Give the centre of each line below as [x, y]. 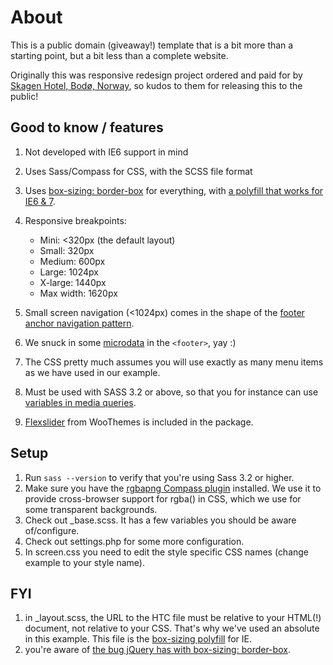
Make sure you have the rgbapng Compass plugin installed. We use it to [173, 488]
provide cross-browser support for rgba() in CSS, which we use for [163, 498]
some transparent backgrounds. [91, 509]
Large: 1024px [69, 272]
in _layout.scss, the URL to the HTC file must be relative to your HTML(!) [173, 618]
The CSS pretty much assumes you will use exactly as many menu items [174, 362]
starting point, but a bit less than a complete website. [119, 55]
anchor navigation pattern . [79, 323]
